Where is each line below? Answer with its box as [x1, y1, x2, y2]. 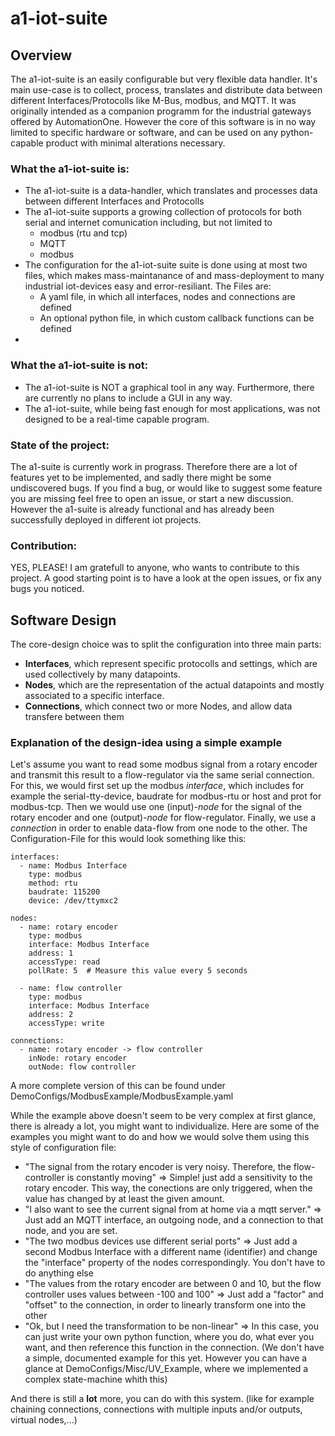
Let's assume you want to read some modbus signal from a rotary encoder [10, 758, 318, 771]
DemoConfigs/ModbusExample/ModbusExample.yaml [10, 1090, 234, 1102]
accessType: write [28, 1018, 105, 1029]
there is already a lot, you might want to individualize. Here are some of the [10, 1120, 320, 1132]
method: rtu [28, 878, 78, 889]
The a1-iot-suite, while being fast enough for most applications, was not [24, 402, 321, 414]
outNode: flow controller [28, 1062, 137, 1072]
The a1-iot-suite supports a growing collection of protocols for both [24, 206, 303, 218]
